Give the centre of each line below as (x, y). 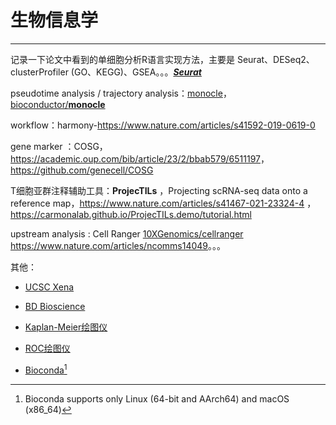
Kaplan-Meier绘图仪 (66, 327)
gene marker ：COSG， (59, 146)
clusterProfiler (39, 72)
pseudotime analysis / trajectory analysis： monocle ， (121, 93)
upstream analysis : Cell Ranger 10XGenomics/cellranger (127, 233)
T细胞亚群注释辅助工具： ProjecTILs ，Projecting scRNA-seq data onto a (159, 190)
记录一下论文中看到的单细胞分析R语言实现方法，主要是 (123, 59)
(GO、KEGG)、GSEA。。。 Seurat (136, 72)
